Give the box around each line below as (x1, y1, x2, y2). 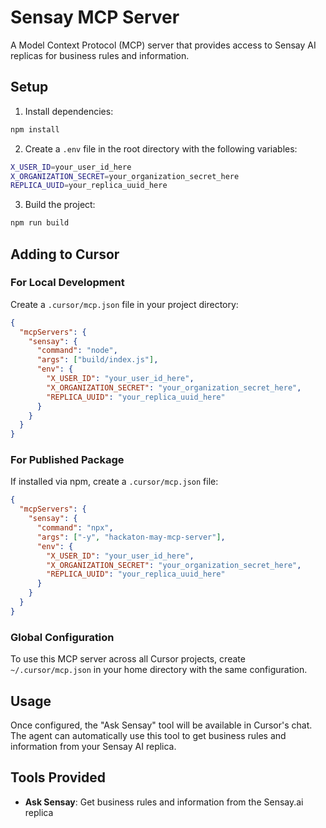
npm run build (10, 218, 70, 228)
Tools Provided (10, 769, 106, 786)
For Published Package (10, 453, 125, 467)
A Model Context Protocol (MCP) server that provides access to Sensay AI (10, 39, 317, 51)
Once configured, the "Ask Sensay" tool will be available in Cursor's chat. (10, 719, 313, 731)
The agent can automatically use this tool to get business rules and (10, 729, 287, 741)
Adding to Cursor (10, 246, 120, 263)
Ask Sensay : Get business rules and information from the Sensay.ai (24, 796, 304, 808)
